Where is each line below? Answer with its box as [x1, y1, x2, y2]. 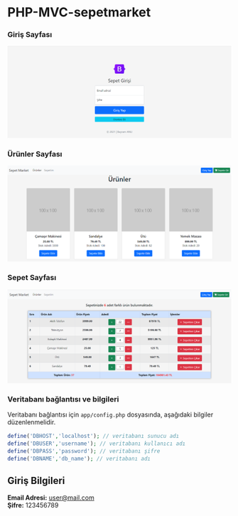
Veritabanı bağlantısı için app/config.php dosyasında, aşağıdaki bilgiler [7, 410, 214, 419]
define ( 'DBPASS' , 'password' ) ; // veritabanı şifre [7, 447, 161, 455]
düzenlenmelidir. [7, 418, 56, 426]
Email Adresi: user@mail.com [7, 493, 94, 502]
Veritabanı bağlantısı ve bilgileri [7, 394, 119, 404]
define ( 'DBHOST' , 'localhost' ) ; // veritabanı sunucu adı [7, 433, 180, 440]
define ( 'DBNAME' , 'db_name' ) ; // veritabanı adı [7, 455, 151, 462]
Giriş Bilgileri [7, 474, 65, 487]
